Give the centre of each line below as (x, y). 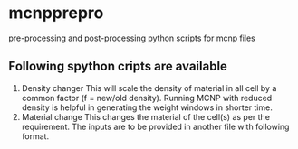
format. (35, 136)
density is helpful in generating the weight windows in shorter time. (147, 107)
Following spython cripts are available (118, 66)
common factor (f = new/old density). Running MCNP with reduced (147, 98)
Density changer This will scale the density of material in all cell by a (149, 88)
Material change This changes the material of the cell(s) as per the (146, 116)
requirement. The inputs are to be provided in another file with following (155, 126)
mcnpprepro (56, 13)
